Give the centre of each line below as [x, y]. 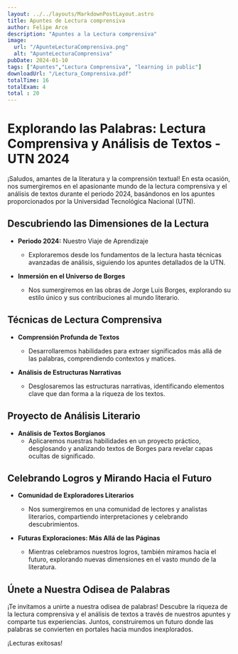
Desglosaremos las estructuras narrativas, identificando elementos [126, 386]
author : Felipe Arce [38, 27]
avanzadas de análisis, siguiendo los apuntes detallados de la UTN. [127, 262]
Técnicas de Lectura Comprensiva [85, 320]
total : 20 [23, 93]
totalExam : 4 [27, 87]
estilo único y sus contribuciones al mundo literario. [104, 297]
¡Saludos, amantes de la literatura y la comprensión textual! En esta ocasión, [119, 179]
